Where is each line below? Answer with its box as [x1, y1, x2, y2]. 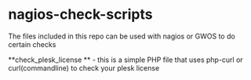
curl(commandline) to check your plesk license [8, 63, 160, 72]
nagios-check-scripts [8, 5, 153, 24]
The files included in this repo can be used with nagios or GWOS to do [8, 31, 235, 41]
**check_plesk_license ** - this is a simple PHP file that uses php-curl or [8, 55, 243, 64]
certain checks [8, 39, 56, 49]
